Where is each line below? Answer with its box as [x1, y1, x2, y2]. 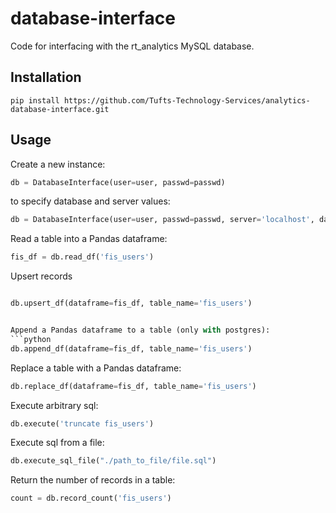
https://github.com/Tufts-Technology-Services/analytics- [63, 95, 311, 106]
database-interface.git [10, 104, 110, 114]
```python [10, 334, 52, 344]
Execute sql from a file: [10, 437, 105, 449]
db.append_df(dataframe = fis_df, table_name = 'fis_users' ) [10, 343, 253, 354]
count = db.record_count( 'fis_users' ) [10, 493, 172, 504]
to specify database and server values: [10, 195, 171, 207]
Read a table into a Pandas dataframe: [10, 233, 168, 245]
